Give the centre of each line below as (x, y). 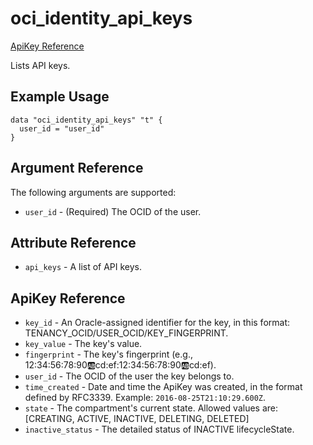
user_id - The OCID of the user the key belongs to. (129, 376)
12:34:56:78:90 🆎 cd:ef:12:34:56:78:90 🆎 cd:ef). (120, 365)
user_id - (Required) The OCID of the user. (113, 211)
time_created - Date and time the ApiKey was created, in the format (163, 387)
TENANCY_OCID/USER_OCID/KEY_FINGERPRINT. (126, 333)
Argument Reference (77, 168)
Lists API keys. (40, 65)
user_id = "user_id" (62, 128)
